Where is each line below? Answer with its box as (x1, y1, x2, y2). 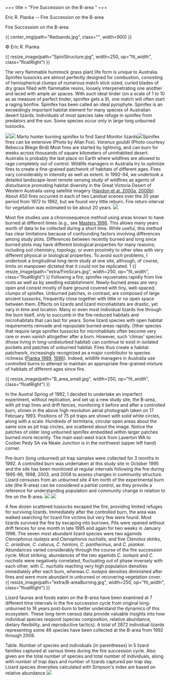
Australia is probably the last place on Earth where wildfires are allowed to (5, 155, 160, 161)
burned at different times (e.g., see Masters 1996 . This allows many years (5, 220, 159, 226)
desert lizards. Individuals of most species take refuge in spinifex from (5, 112, 152, 118)
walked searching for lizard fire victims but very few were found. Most (5, 514, 152, 520)
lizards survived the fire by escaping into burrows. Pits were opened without (5, 520, 165, 526)
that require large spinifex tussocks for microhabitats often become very (5, 328, 156, 334)
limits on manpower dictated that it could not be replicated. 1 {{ (5, 263, 137, 269)
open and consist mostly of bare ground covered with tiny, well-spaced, (5, 285, 156, 291)
